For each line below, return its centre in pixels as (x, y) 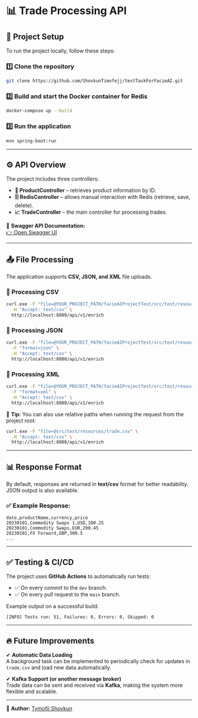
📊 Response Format (44, 467)
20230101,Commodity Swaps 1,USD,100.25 (55, 523)
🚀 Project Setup (35, 36)
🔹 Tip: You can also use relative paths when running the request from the (95, 414)
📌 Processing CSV (33, 292)
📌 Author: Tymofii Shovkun (39, 709)
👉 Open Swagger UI (32, 233)
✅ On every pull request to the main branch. (67, 595)
